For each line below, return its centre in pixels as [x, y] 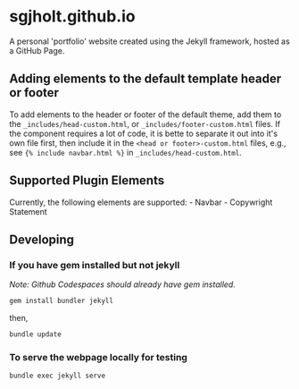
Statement [28, 211]
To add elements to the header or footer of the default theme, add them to [145, 114]
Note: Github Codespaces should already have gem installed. [123, 284]
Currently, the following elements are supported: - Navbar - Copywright [141, 202]
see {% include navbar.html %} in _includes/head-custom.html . [126, 152]
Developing [42, 239]
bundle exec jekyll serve [57, 376]
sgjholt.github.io [72, 17]
